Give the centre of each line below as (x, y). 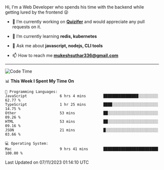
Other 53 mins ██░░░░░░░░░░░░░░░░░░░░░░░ (82, 113)
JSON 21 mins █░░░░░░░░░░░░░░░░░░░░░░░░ (82, 130)
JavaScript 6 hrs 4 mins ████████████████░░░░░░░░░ (82, 96)
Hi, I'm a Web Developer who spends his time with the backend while (74, 7)
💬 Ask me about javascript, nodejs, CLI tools (57, 46)
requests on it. (27, 27)
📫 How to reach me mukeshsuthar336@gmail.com (65, 55)
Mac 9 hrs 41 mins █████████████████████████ (82, 149)
